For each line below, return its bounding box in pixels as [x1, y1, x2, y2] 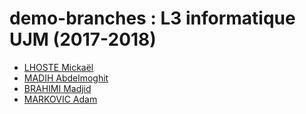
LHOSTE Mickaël [23, 61, 94, 73]
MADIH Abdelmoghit [23, 72, 109, 84]
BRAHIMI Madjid [23, 82, 92, 94]
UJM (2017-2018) [9, 28, 157, 51]
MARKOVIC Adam [23, 93, 98, 105]
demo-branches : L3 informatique [9, 7, 296, 30]
